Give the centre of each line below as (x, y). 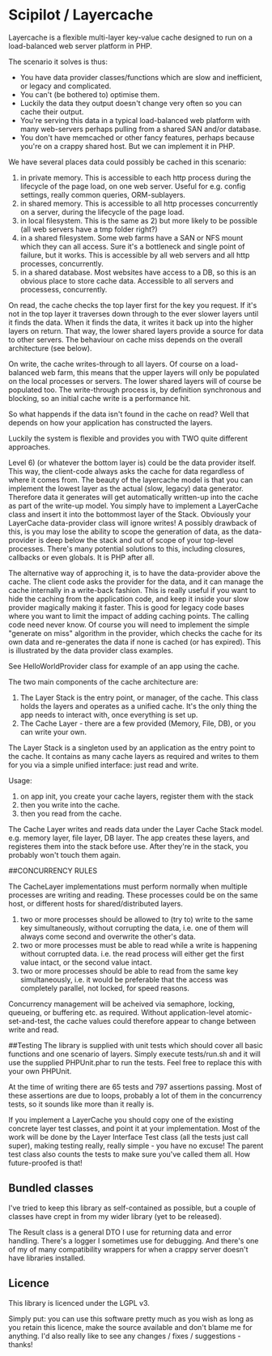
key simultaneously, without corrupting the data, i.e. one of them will (134, 927)
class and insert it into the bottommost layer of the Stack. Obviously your (130, 514)
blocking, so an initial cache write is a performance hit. (100, 398)
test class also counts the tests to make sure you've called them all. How (130, 1154)
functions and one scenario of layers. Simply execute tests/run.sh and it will (135, 1054)
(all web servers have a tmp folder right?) (89, 229)
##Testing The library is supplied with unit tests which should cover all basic (136, 1045)
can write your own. (53, 731)
